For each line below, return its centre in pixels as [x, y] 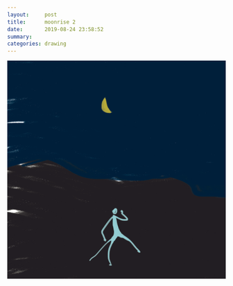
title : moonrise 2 [42, 22]
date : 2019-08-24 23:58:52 [55, 29]
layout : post [32, 15]
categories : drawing [37, 44]
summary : [20, 37]
